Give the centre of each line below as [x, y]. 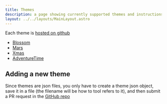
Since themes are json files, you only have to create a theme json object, [80, 86]
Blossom [21, 43]
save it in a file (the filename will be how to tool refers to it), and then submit [83, 91]
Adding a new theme [38, 74]
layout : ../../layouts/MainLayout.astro [48, 19]
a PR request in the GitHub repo [38, 97]
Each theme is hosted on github [38, 33]
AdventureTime [28, 58]
